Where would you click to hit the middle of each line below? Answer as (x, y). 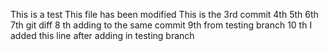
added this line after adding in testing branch (102, 35)
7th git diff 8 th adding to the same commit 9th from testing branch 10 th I (161, 25)
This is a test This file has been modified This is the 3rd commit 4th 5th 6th (164, 14)
